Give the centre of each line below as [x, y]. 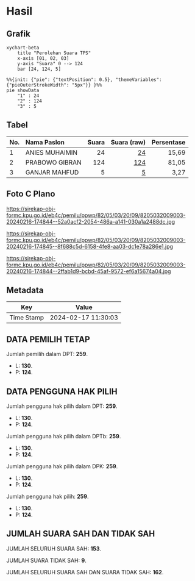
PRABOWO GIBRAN [53, 162]
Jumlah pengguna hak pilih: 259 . [48, 497]
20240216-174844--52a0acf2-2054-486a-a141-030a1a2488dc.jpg [91, 221]
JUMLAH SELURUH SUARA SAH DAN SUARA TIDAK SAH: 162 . [85, 572]
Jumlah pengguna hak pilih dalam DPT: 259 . [62, 406]
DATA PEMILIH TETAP [48, 339]
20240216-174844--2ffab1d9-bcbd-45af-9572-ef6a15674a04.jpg [89, 271]
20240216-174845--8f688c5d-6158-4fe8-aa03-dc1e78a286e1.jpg [90, 246]
